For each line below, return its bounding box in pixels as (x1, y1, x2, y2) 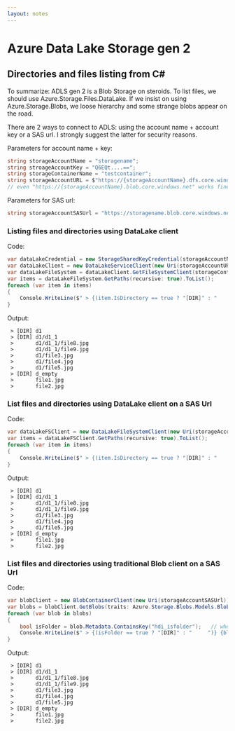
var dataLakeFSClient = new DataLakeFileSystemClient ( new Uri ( (7, 428, 196, 435)
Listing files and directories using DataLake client (7, 226, 178, 235)
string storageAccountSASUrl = (7, 210, 99, 217)
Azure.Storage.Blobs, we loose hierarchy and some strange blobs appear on (7, 102, 227, 110)
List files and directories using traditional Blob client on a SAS (7, 559, 220, 568)
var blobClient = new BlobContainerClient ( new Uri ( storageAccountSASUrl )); (7, 597, 233, 604)
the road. (7, 109, 34, 118)
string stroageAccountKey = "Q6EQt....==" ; (7, 164, 136, 171)
